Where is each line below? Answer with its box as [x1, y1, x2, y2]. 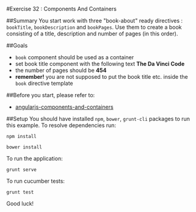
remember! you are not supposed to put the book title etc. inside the [15, 73, 188, 80]
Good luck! [6, 200, 34, 207]
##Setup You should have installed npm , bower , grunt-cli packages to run [6, 115, 191, 122]
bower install [6, 144, 43, 150]
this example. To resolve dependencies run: [6, 122, 117, 129]
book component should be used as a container [15, 54, 134, 60]
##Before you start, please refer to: [6, 92, 95, 98]
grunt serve [6, 167, 37, 173]
